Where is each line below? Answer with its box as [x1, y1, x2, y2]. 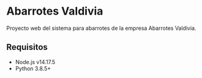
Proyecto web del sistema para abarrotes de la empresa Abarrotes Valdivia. [6, 24, 196, 32]
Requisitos [6, 42, 48, 52]
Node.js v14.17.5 [15, 58, 56, 65]
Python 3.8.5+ [15, 65, 51, 72]
